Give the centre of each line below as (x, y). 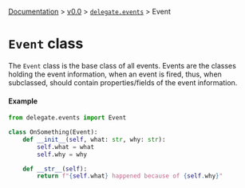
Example (23, 101)
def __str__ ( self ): (55, 169)
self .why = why (62, 155)
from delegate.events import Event (67, 118)
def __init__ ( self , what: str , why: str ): (94, 139)
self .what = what (65, 147)
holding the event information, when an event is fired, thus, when (115, 74)
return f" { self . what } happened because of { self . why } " (130, 176)
